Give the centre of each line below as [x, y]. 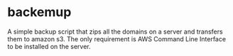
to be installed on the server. [49, 46]
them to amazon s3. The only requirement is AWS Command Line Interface [116, 38]
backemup [39, 12]
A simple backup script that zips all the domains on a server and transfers [115, 31]
